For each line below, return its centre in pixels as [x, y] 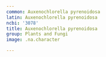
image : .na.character [33, 40]
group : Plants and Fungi [37, 34]
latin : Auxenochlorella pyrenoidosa [52, 17]
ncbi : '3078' [22, 23]
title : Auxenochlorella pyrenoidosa [52, 28]
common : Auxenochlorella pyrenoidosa [53, 12]
